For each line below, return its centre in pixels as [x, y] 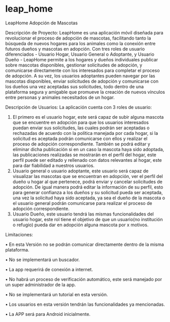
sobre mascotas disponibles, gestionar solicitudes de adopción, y [74, 65]
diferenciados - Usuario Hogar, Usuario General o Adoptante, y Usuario [80, 54]
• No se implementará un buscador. [43, 260]
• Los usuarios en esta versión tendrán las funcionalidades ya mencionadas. [85, 304]
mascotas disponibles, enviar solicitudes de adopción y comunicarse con [82, 81]
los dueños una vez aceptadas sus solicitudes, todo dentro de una [75, 86]
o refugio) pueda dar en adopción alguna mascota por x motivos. [80, 225]
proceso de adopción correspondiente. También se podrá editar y [81, 144]
